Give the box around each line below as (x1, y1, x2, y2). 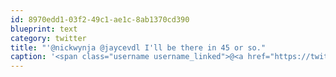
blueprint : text (10, 24, 78, 34)
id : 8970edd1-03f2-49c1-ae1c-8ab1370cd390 (10, 14, 190, 25)
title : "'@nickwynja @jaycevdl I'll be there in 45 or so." (10, 42, 267, 53)
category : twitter (10, 33, 87, 43)
